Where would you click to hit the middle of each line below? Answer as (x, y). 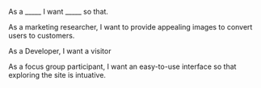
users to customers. (42, 36)
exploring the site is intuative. (57, 75)
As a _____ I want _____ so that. (59, 12)
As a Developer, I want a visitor (60, 51)
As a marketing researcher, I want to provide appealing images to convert (130, 27)
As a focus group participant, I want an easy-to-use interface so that (122, 66)
